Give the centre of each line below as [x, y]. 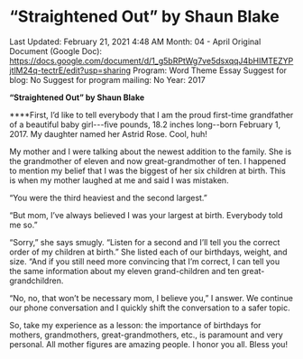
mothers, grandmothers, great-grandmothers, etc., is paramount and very [147, 335]
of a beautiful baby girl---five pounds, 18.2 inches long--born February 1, [145, 124]
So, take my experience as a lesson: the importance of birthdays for [135, 325]
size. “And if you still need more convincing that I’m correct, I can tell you [145, 261]
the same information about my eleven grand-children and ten [125, 271]
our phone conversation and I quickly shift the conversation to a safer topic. [150, 308]
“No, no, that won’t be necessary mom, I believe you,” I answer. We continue [151, 298]
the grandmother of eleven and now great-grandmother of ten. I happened [148, 161]
